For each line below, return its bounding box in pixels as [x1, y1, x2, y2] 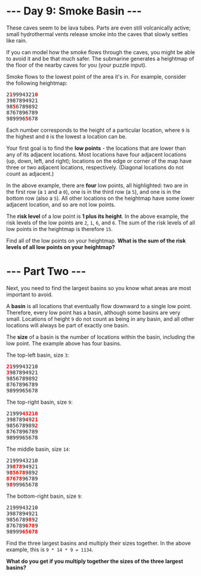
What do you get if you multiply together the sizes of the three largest [6, 557, 184, 565]
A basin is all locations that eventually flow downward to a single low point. [6, 302, 192, 309]
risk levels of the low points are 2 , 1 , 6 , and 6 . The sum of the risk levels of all [6, 218, 196, 226]
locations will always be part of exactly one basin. [6, 321, 130, 329]
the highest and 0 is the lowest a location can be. [6, 132, 127, 140]
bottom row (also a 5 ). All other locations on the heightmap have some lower [6, 194, 195, 202]
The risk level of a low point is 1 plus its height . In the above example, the [6, 212, 189, 220]
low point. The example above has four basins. [6, 339, 122, 347]
